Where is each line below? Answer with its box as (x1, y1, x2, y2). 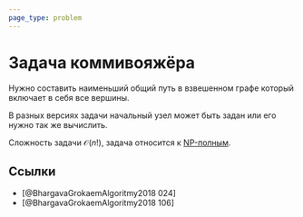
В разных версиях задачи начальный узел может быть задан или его (8, 110, 277, 121)
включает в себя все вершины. (8, 92, 130, 103)
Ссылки (8, 163, 56, 179)
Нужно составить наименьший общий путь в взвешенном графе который (8, 83, 294, 94)
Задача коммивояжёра (8, 52, 196, 73)
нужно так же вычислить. (8, 119, 108, 130)
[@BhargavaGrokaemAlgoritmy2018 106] (21, 197, 174, 209)
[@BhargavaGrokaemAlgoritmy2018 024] (21, 188, 176, 199)
